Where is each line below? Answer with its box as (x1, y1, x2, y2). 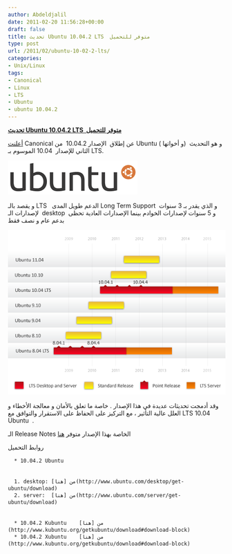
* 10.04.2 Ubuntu (14, 457, 64, 464)
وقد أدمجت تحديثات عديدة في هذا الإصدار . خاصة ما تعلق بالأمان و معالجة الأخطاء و (8, 401, 220, 409)
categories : (8, 55, 42, 62)
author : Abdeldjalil (8, 11, 68, 18)
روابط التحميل (8, 443, 44, 451)
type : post (8, 40, 39, 48)
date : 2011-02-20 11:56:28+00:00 (8, 18, 104, 26)
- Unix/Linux (8, 62, 46, 69)
